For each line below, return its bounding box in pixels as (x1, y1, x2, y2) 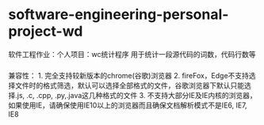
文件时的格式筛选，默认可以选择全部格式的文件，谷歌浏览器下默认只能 (14, 81, 244, 90)
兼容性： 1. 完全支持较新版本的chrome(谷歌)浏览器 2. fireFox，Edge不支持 (8, 70, 250, 80)
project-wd (8, 22, 83, 40)
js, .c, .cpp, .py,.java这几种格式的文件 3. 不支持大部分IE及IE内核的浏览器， (17, 90, 257, 100)
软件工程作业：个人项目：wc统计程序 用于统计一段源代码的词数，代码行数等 (8, 49, 256, 59)
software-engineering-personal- (8, 6, 229, 24)
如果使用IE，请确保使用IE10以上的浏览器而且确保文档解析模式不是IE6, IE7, (8, 100, 247, 110)
